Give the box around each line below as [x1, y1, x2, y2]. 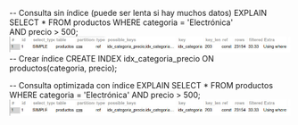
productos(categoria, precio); [9, 62, 118, 74]
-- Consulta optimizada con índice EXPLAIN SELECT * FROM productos [9, 80, 274, 91]
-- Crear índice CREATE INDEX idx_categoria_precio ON [9, 54, 214, 64]
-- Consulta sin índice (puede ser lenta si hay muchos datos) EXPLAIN [9, 8, 268, 18]
